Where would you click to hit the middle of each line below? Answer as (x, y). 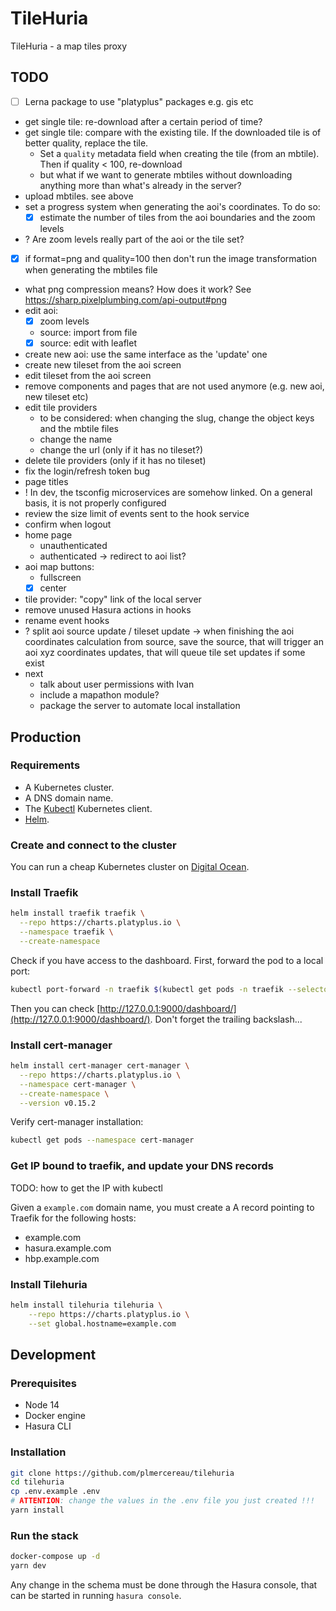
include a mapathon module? (99, 695)
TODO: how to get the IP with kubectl (86, 1188)
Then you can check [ (55, 1008)
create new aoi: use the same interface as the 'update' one (146, 354)
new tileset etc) (56, 397)
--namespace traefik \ (66, 932)
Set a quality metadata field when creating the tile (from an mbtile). (179, 153)
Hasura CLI (48, 1426)
